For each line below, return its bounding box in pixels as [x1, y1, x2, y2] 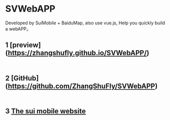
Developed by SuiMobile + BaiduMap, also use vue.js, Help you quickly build [5, 20, 165, 26]
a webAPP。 [5, 26, 31, 32]
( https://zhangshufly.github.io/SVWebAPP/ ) [5, 49, 150, 57]
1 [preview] [5, 41, 42, 50]
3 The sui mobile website [5, 107, 86, 115]
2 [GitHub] [5, 74, 39, 83]
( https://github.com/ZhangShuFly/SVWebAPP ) [5, 82, 158, 90]
